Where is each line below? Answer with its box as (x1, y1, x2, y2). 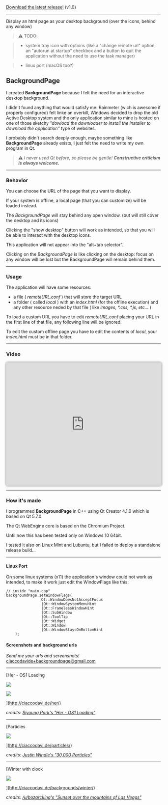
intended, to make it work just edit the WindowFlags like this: (6, 579, 129, 585)
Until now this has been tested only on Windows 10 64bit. (6, 532, 122, 538)
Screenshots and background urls (6, 642, 77, 648)
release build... (6, 547, 36, 553)
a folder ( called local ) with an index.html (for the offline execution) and (13, 299, 159, 305)
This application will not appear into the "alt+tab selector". (6, 242, 124, 248)
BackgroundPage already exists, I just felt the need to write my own (6, 140, 144, 146)
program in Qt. (6, 145, 35, 151)
